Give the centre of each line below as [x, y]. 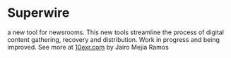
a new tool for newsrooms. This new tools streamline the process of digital [116, 32]
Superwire [38, 13]
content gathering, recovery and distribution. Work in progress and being [114, 39]
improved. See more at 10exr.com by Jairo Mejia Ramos [88, 47]
